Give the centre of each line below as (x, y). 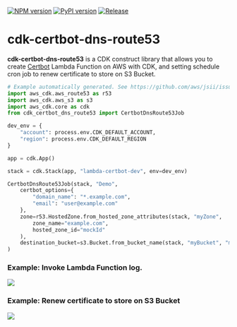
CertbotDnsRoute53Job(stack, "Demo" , (63, 184)
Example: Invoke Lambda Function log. (75, 268)
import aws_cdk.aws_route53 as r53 (60, 93)
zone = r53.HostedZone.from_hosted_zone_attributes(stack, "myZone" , (121, 216)
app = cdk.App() (31, 158)
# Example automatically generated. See (68, 87)
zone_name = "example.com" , (71, 223)
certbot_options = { (47, 191)
